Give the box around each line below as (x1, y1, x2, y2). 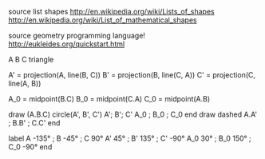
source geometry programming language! (8, 31, 146, 40)
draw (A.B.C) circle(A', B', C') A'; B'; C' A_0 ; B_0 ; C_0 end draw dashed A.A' (8, 109, 258, 119)
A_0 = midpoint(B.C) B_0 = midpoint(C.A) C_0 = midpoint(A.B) (8, 94, 211, 103)
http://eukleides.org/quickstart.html (8, 39, 125, 49)
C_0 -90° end (8, 142, 53, 151)
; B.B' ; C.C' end (8, 118, 61, 127)
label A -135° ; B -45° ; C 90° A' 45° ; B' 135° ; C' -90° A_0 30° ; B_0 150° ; (8, 133, 251, 143)
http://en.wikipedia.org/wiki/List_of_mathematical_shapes (8, 15, 197, 25)
